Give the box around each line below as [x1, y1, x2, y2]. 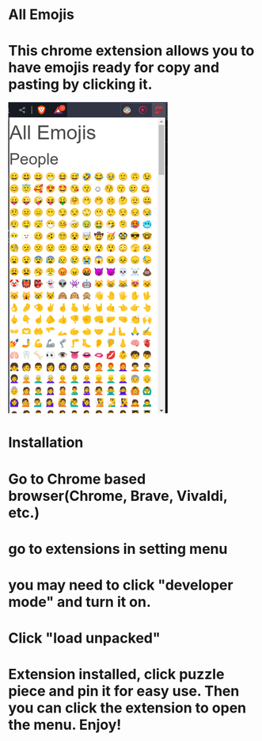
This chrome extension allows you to [8, 42, 255, 60]
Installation [8, 434, 84, 452]
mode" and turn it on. [8, 593, 152, 611]
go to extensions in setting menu [8, 540, 228, 558]
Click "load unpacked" [8, 629, 161, 647]
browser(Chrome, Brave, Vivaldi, [8, 487, 228, 505]
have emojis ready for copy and [8, 59, 220, 77]
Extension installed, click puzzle [8, 666, 225, 683]
